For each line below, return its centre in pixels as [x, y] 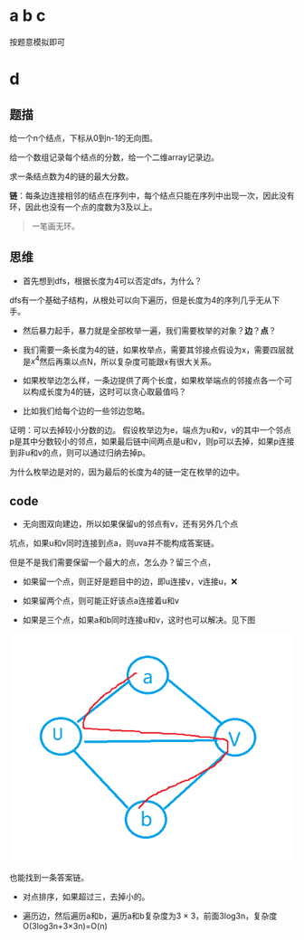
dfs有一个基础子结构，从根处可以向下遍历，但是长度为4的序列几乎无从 [141, 300]
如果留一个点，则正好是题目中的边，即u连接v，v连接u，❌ [130, 582]
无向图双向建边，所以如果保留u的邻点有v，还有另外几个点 [130, 524]
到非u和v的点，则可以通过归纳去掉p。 [80, 453]
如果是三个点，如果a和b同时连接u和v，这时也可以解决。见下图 [139, 620]
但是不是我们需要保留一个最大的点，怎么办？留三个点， [112, 562]
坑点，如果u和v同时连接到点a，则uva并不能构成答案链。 [114, 543]
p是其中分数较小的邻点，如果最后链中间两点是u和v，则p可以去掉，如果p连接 [152, 442]
